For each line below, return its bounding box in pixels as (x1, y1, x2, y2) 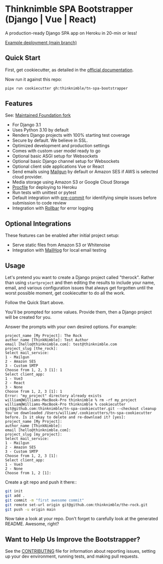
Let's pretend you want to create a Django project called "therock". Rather (5, 275, 155, 281)
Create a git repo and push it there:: (5, 479, 77, 485)
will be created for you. (5, 314, 52, 320)
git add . (5, 493, 25, 498)
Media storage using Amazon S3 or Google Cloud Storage (12, 179, 130, 185)
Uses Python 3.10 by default (12, 127, 69, 133)
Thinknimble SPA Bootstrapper (5, 3, 133, 15)
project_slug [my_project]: (5, 432, 63, 437)
